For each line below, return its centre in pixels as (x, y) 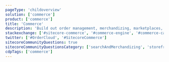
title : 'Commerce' (24, 24)
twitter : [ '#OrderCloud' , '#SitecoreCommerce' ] (56, 38)
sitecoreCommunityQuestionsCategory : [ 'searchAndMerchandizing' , (75, 47)
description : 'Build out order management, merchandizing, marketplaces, (84, 28)
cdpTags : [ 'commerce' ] (29, 51)
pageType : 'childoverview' (33, 10)
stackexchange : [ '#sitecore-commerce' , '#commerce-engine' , (70, 33)
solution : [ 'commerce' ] (30, 14)
